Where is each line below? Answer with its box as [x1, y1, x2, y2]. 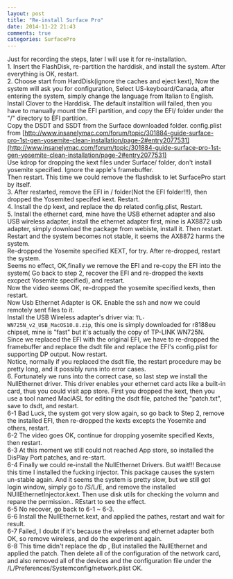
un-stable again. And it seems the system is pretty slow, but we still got [7, 476, 211, 484]
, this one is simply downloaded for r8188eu [91, 321, 216, 329]
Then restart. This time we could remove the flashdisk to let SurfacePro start [7, 173, 226, 181]
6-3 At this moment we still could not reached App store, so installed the [7, 446, 214, 455]
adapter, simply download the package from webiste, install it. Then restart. [7, 225, 223, 233]
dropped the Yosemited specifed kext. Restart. [7, 195, 140, 203]
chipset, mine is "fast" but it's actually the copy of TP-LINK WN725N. [7, 328, 205, 337]
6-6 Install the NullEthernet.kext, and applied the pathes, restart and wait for [7, 512, 225, 521]
